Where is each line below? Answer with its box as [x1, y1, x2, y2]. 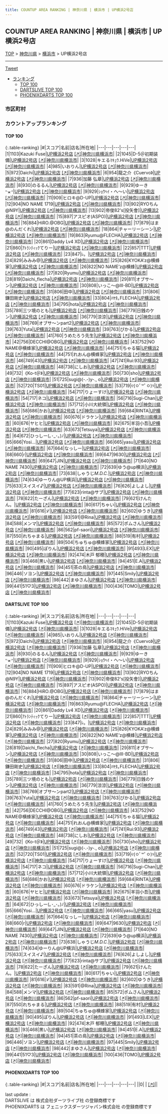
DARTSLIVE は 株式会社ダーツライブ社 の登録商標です [5, 1097, 116, 1103]
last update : [5, 1091, 31, 1097]
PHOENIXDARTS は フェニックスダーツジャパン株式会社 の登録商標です [5, 1103, 152, 1109]
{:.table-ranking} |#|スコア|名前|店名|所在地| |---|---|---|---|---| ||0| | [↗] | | [5, 1081, 158, 1087]
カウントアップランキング [5, 120, 66, 127]
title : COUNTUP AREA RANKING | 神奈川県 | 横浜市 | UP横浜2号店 [5, 7, 134, 13]
